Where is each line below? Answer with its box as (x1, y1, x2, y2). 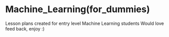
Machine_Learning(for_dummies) (5, 4, 150, 15)
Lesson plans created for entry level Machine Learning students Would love (5, 20, 164, 26)
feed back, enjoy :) (5, 25, 45, 31)
